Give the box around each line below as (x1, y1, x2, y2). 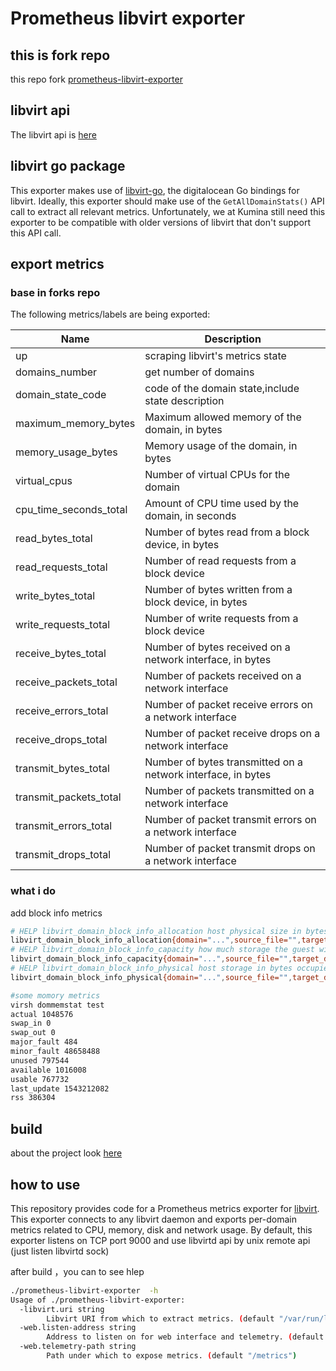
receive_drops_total (15, 733, 108, 747)
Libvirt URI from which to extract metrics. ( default (46, 1313, 275, 1324)
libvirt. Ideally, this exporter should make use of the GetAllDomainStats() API (10, 195, 325, 207)
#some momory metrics (10, 990, 101, 1001)
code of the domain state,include (144, 382, 300, 396)
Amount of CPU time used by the (144, 497, 300, 511)
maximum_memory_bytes (15, 417, 136, 431)
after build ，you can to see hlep (10, 1265, 145, 1277)
